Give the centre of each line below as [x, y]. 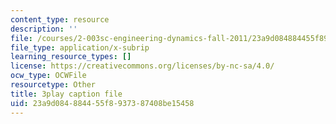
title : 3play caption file [66, 94]
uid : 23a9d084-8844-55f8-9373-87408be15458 [102, 103]
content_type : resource [60, 19]
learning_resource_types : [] [71, 57]
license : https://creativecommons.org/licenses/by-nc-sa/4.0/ [142, 66]
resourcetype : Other [53, 85]
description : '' [44, 29]
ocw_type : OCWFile [48, 76]
